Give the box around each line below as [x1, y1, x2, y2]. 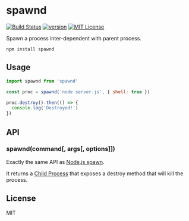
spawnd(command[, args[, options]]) [6, 145, 116, 153]
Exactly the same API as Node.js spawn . [6, 158, 105, 165]
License [6, 194, 36, 204]
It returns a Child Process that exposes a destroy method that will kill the [6, 170, 184, 177]
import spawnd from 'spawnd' [6, 78, 78, 84]
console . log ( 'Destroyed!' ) [11, 105, 78, 111]
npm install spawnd [6, 46, 55, 52]
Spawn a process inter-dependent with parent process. [6, 34, 141, 42]
